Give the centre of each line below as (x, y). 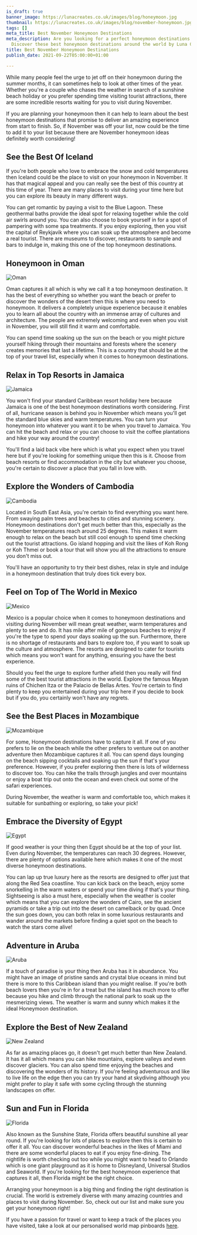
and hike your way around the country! (53, 438)
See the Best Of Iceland (50, 157)
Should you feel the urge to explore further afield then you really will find (94, 672)
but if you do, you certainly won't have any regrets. (68, 698)
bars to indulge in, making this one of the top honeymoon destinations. (91, 245)
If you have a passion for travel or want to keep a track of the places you (94, 1219)
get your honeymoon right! (38, 1208)
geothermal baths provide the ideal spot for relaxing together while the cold (97, 214)
